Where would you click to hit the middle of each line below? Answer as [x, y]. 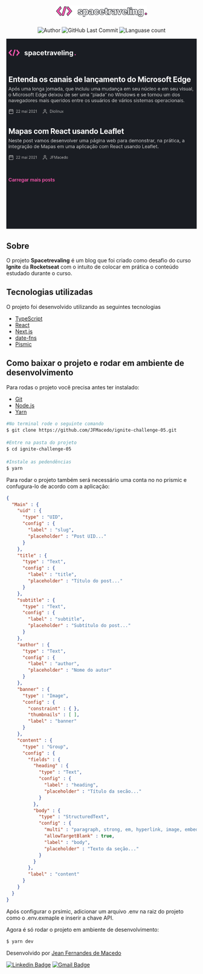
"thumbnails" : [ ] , [54, 715]
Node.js [25, 405]
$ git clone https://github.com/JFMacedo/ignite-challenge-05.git [92, 430]
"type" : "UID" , [43, 517]
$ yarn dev [20, 941]
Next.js [24, 331]
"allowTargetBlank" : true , [79, 836]
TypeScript [29, 318]
